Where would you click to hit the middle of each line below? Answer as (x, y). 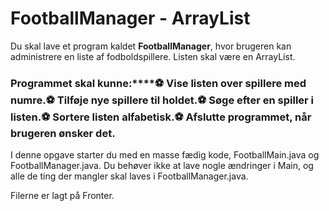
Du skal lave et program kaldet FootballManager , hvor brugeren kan (151, 46)
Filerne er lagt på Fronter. (62, 196)
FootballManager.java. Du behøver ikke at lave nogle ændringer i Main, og (162, 166)
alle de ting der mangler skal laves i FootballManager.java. (129, 176)
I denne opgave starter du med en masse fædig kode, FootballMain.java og (165, 155)
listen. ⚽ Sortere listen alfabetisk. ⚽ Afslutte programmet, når (161, 117)
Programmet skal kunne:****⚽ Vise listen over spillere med (158, 83)
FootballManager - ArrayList (130, 18)
